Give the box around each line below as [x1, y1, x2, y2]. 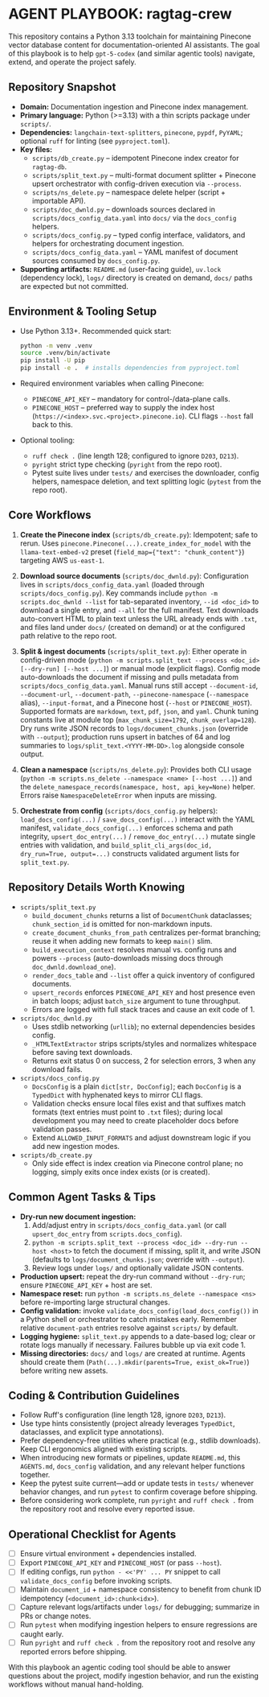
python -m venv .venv [19, 341, 92, 350]
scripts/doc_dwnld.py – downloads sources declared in [31, 204, 215, 214]
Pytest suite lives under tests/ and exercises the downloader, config [31, 468, 259, 478]
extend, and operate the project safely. [8, 57, 137, 67]
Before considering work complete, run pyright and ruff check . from [19, 1496, 255, 1505]
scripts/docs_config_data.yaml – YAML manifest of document [31, 247, 238, 257]
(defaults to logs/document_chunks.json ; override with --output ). [31, 1254, 245, 1264]
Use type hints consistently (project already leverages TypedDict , [19, 1419, 235, 1428]
